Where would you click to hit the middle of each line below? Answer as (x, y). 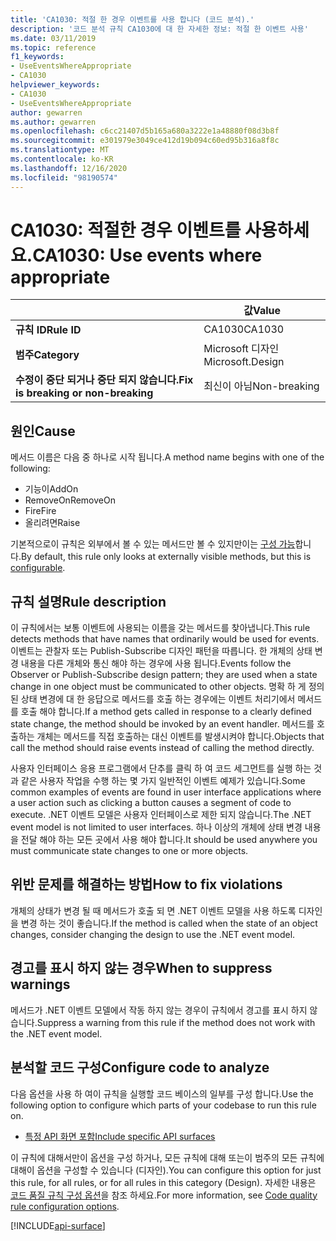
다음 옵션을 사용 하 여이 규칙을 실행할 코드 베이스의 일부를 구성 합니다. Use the (162, 1093)
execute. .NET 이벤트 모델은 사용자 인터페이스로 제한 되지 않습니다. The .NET (161, 815)
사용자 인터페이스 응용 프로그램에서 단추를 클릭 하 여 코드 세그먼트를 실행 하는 (161, 768)
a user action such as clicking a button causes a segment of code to (151, 803)
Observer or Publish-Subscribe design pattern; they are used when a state (164, 675)
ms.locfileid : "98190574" (64, 177)
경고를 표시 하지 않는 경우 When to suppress (141, 968)
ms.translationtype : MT (60, 150)
